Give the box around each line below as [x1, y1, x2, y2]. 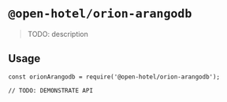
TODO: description [27, 29, 89, 38]
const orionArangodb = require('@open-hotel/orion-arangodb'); [8, 73, 221, 81]
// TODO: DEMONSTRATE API [8, 86, 93, 94]
